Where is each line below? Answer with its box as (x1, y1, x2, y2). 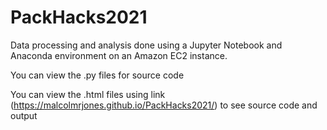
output (10, 109, 38, 121)
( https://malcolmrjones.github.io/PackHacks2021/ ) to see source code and (10, 99, 318, 111)
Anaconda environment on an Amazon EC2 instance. (10, 49, 228, 61)
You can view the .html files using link (10, 88, 166, 100)
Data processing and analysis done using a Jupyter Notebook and (10, 39, 283, 51)
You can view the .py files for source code (10, 69, 185, 81)
